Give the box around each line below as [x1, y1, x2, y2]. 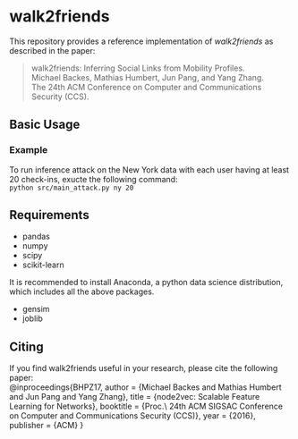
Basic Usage [9, 117, 81, 132]
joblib [21, 313, 43, 324]
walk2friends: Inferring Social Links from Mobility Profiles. [30, 63, 245, 73]
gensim [21, 304, 50, 315]
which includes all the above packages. [9, 286, 155, 297]
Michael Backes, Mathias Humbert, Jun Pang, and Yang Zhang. [30, 72, 264, 82]
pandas [21, 231, 51, 242]
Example [9, 144, 48, 156]
